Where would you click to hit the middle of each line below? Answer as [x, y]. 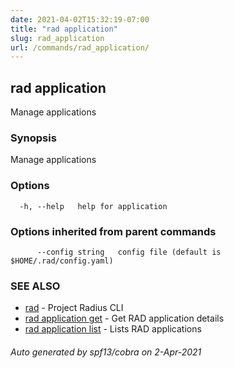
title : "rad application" [64, 29]
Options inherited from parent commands [113, 231]
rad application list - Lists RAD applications [113, 329]
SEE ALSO [35, 286]
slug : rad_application [57, 38]
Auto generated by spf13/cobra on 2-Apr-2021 [106, 352]
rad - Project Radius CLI [74, 308]
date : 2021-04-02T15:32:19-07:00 [80, 19]
